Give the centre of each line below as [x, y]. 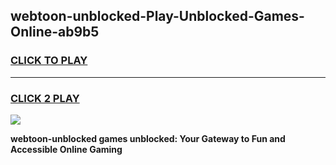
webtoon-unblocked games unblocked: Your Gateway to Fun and [148, 138]
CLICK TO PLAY [49, 61]
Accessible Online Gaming [66, 149]
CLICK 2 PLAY [45, 98]
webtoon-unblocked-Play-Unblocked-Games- [157, 16]
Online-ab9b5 [55, 32]
